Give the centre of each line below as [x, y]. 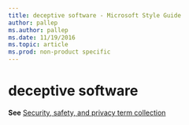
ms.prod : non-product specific [59, 52]
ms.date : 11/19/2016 [42, 37]
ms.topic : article [38, 45]
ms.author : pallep [38, 30]
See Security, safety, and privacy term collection [87, 112]
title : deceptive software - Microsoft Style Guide [94, 15]
